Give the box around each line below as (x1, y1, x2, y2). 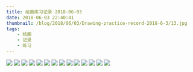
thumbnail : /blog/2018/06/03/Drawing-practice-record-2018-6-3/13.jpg (6, 20, 188, 26)
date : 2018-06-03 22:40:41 (6, 15, 74, 21)
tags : (6, 25, 20, 32)
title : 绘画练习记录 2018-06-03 (6, 8, 83, 15)
